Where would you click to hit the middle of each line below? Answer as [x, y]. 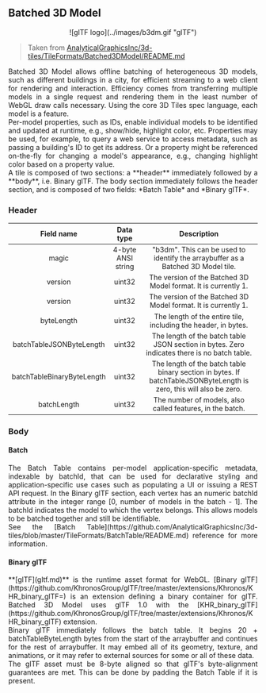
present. [22, 681]
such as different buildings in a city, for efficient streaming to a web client [133, 79]
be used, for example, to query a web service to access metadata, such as [133, 139]
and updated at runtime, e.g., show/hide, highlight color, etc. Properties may [133, 130]
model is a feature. [39, 114]
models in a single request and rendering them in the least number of [133, 96]
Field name [59, 234]
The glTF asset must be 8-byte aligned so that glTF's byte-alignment [133, 664]
